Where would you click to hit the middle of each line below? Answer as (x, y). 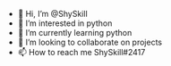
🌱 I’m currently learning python (75, 33)
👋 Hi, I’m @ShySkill (52, 14)
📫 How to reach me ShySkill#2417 (81, 52)
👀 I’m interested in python (65, 23)
